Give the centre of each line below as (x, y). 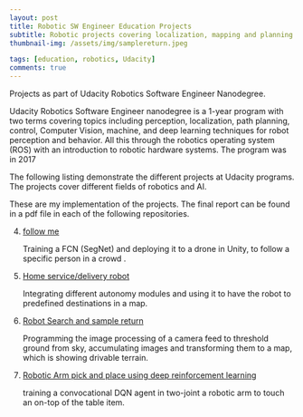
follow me (41, 231)
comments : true (38, 68)
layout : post (34, 18)
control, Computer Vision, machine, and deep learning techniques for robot (149, 131)
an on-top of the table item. (73, 402)
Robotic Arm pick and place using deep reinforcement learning (139, 375)
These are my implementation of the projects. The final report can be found (150, 204)
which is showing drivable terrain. (85, 358)
